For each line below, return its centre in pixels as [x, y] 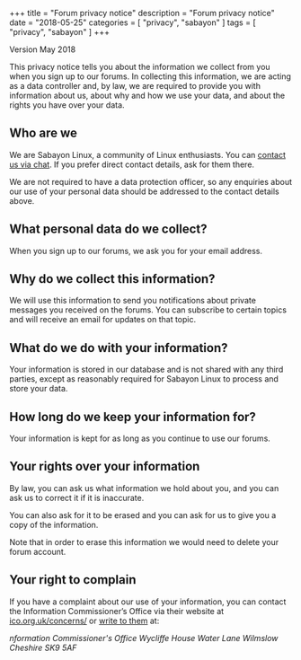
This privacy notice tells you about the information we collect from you [140, 67]
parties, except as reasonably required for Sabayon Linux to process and [144, 379]
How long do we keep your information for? [133, 417]
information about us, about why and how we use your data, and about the [147, 95]
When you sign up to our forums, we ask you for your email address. [136, 251]
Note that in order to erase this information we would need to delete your [144, 541]
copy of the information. [54, 524]
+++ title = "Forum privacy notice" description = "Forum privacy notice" [142, 13]
